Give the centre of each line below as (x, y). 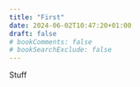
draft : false (33, 33)
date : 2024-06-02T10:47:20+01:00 (70, 25)
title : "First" (37, 17)
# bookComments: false (51, 42)
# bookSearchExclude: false (61, 50)
